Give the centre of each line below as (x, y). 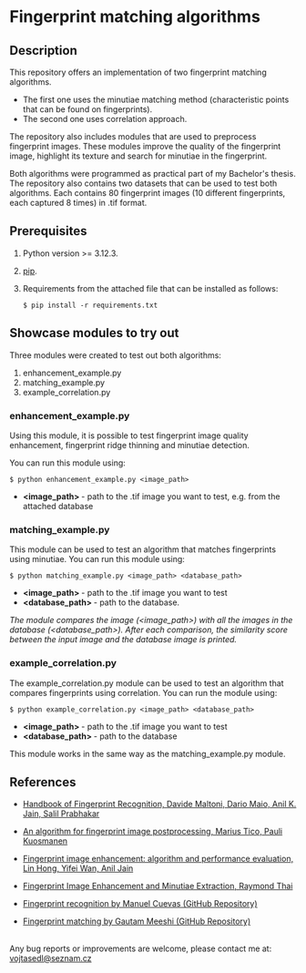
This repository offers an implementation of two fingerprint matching (138, 72)
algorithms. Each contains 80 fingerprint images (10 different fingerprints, (148, 193)
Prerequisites (48, 231)
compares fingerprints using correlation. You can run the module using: (143, 692)
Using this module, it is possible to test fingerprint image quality (129, 435)
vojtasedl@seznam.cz (51, 958)
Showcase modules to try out (94, 333)
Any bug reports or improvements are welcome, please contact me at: (141, 948)
